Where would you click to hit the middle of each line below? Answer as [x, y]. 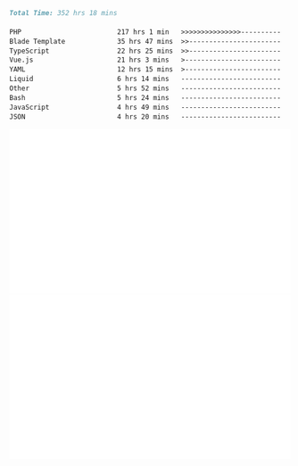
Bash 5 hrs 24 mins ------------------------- [145, 97]
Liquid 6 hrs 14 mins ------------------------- [145, 79]
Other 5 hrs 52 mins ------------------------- [145, 88]
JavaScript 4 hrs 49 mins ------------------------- [145, 107]
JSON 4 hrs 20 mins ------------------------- [145, 116]
